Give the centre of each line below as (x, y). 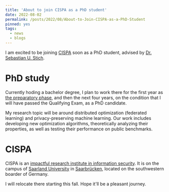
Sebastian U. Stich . (25, 58)
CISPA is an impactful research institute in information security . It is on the (82, 163)
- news (17, 33)
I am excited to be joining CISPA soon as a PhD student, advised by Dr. (78, 52)
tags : (11, 29)
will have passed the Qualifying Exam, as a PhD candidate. (66, 103)
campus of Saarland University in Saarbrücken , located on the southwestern (84, 169)
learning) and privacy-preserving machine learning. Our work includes (78, 118)
